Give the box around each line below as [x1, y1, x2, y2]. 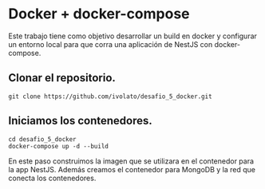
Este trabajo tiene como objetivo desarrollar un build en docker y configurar [8, 31, 258, 41]
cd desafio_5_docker [8, 135, 77, 144]
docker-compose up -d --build [8, 142, 109, 150]
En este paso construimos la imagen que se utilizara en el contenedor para [8, 156, 254, 166]
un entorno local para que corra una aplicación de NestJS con [8, 39, 213, 49]
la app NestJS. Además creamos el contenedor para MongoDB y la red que [8, 164, 256, 174]
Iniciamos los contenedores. [8, 114, 153, 128]
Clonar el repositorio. [8, 71, 116, 85]
